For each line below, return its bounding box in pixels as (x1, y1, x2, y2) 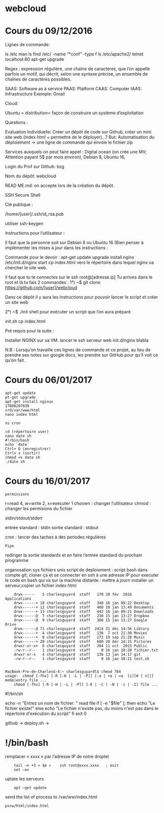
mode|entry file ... (5, 678, 47, 683)
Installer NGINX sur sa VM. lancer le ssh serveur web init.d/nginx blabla (5, 337, 149, 343)
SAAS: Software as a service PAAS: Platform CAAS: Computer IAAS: (5, 86, 143, 92)
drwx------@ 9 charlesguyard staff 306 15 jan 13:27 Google (14, 618, 147, 623)
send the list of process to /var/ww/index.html (5, 794, 98, 800)
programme (5, 558, 29, 563)
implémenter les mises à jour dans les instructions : (5, 245, 108, 251)
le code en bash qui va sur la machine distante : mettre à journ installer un (5, 577, 154, 583)
